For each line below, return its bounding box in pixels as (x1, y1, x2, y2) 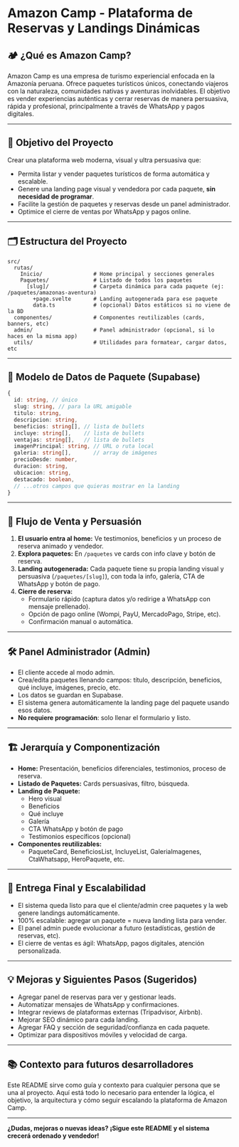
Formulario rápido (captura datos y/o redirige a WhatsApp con (28, 595, 211, 603)
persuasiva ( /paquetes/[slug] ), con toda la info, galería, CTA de (17, 572, 205, 581)
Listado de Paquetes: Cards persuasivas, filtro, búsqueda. (17, 779, 190, 788)
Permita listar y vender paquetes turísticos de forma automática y (17, 169, 210, 178)
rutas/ (14, 264, 33, 271)
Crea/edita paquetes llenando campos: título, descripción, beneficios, (17, 676, 223, 684)
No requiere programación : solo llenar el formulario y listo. (17, 714, 191, 722)
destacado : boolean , (14, 475, 75, 483)
